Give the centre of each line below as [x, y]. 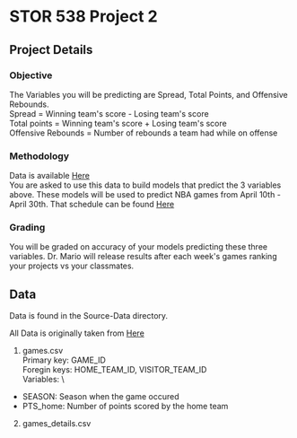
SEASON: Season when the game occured [100, 397]
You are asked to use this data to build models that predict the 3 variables [145, 185]
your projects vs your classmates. [72, 266]
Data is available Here [49, 176]
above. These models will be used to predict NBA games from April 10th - [145, 195]
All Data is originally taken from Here [77, 333]
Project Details [51, 50]
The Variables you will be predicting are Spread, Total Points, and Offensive [149, 94]
